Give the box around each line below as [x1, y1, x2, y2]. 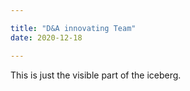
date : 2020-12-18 [10, 32, 83, 43]
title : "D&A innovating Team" [10, 23, 137, 33]
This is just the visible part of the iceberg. [10, 69, 182, 81]
